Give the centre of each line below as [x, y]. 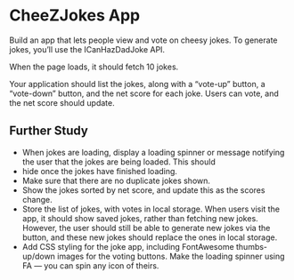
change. [37, 199]
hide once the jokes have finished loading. [100, 171]
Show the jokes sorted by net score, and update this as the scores [143, 190]
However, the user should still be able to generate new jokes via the [146, 228]
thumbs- [252, 246]
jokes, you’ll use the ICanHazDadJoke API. [87, 49]
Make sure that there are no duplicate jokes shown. [116, 180]
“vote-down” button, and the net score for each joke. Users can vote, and [144, 93]
